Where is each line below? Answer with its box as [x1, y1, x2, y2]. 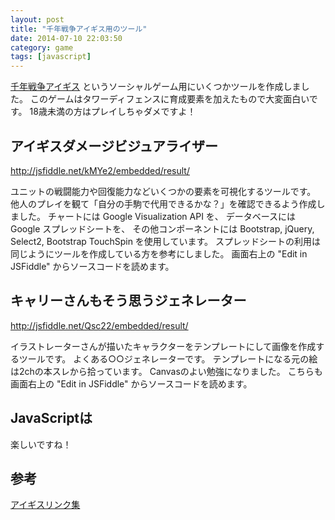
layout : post [10, 14, 65, 25]
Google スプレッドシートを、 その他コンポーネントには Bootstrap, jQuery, [10, 222, 315, 235]
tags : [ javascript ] [10, 52, 92, 62]
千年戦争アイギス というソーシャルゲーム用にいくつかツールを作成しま [10, 81, 302, 93]
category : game [10, 42, 74, 53]
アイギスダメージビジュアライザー [10, 137, 219, 155]
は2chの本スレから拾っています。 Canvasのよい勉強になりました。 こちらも [10, 365, 323, 377]
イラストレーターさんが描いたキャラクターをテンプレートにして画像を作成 [10, 340, 317, 352]
